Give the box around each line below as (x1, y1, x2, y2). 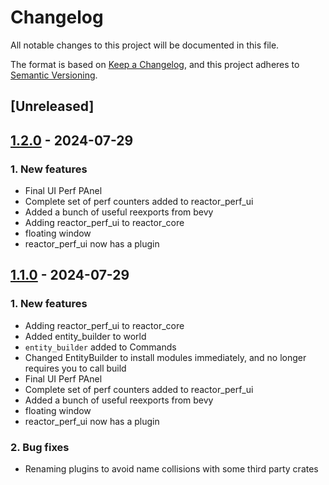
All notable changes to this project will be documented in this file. (10, 39, 280, 51)
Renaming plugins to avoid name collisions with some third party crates (24, 463, 319, 475)
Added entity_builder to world (24, 330, 147, 342)
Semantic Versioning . (10, 69, 98, 81)
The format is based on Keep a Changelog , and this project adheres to (10, 58, 300, 70)
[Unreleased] (10, 98, 95, 115)
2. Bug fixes (10, 440, 70, 454)
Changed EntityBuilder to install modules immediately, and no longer (24, 351, 307, 363)
